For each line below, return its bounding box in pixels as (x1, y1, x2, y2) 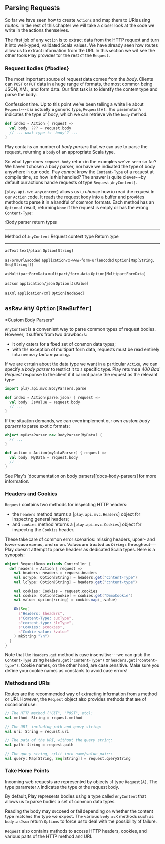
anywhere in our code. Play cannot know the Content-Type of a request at (5, 169, 154, 175)
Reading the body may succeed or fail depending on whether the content (5, 808, 153, 814)
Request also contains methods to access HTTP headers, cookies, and (5, 828, 147, 834)
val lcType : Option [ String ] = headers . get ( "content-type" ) (14, 579, 137, 585)
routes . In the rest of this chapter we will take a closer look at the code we (5, 22, 155, 28)
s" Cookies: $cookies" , (18, 625, 65, 630)
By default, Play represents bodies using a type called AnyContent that (5, 793, 146, 799)
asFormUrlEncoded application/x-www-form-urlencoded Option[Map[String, (5, 258, 155, 263)
